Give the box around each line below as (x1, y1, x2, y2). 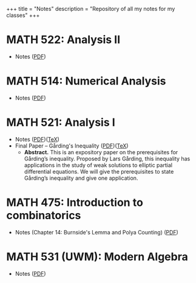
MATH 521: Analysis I (6, 115, 115, 129)
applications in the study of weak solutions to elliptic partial (24, 161, 173, 169)
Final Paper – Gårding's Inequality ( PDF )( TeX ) (15, 142, 129, 149)
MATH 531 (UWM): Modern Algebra (6, 250, 188, 264)
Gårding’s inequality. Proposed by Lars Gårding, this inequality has (24, 155, 191, 162)
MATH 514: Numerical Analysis (6, 74, 166, 88)
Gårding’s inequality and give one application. (24, 174, 138, 182)
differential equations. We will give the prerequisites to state (24, 168, 174, 175)
